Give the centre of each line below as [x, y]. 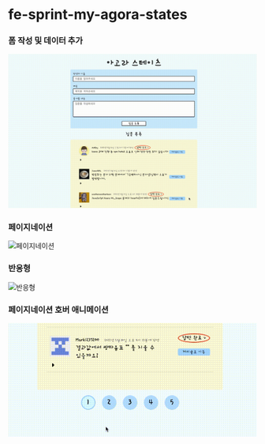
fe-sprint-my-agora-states [98, 15]
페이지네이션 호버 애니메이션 [58, 310]
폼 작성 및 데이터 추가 [45, 41]
